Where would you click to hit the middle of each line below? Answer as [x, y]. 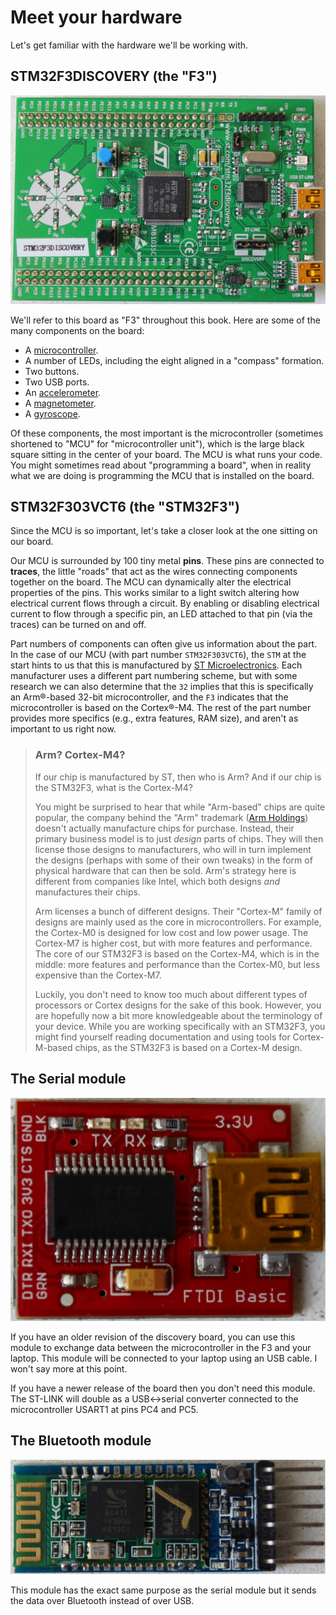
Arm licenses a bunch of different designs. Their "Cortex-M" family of [178, 911]
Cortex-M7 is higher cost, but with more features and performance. [173, 943]
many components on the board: [77, 330]
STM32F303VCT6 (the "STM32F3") [125, 507]
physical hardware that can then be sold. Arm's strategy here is [165, 870]
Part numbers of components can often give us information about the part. [164, 644]
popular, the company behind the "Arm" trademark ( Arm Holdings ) [171, 817]
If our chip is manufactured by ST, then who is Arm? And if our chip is [178, 777]
